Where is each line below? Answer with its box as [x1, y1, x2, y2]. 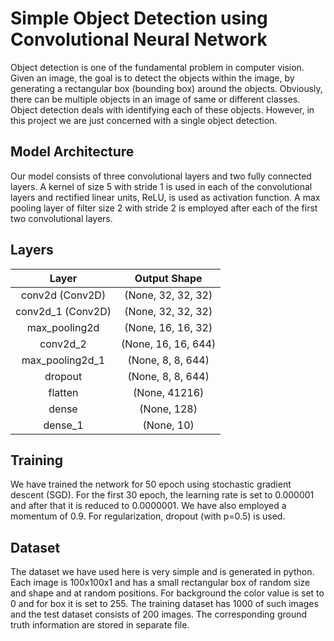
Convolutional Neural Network [10, 28, 268, 51]
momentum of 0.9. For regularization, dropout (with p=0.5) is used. [10, 510, 286, 522]
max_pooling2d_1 [21, 353, 106, 367]
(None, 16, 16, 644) [121, 337, 217, 351]
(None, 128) [139, 402, 198, 416]
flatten [48, 385, 79, 399]
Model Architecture [10, 143, 135, 161]
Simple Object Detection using [10, 7, 268, 30]
